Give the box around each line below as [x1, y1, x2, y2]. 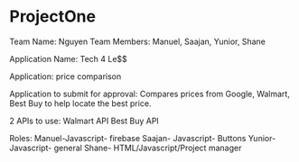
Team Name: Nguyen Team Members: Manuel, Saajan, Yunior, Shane [9, 36, 266, 47]
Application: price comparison [9, 70, 122, 82]
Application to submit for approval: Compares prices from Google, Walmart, [9, 88, 291, 99]
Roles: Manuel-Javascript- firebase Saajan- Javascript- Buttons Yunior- [9, 132, 276, 143]
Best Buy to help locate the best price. [9, 97, 152, 109]
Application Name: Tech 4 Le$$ [9, 53, 128, 64]
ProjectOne [9, 6, 97, 27]
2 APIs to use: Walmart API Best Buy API [9, 115, 160, 126]
